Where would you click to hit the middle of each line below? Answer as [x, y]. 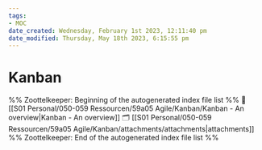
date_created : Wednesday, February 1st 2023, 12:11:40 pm [108, 30]
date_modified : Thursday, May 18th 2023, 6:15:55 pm [99, 38]
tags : [17, 16]
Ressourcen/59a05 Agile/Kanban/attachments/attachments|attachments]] [131, 129]
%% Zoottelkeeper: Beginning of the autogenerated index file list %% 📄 [127, 100]
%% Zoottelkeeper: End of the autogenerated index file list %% [114, 138]
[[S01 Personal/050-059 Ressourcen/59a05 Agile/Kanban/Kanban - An [126, 108]
